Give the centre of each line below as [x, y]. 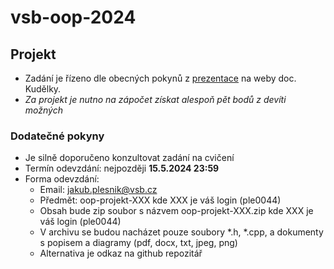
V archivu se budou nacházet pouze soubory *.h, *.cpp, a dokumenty [181, 232]
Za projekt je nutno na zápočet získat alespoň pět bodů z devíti [155, 99]
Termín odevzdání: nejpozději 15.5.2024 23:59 [122, 168]
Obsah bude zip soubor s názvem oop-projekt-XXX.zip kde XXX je [176, 211]
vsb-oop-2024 [73, 17]
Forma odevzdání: [62, 179]
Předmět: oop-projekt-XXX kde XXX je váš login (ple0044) [160, 200]
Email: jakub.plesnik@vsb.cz [98, 190]
